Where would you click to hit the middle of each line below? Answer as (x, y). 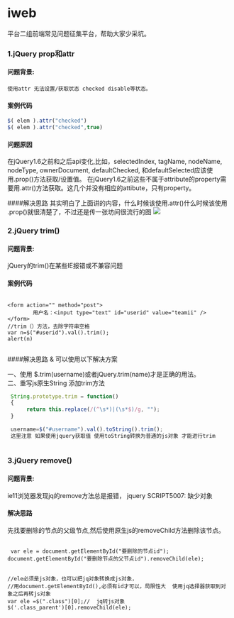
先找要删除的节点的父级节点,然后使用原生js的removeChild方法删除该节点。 (116, 530)
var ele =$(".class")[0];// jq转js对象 (66, 601)
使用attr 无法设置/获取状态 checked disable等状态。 (79, 89)
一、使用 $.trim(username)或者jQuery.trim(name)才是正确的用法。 (104, 374)
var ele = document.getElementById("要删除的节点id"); (90, 551)
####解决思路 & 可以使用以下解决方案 (63, 359)
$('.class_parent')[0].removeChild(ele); (69, 607)
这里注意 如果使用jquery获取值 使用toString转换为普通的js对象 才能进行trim (113, 436)
